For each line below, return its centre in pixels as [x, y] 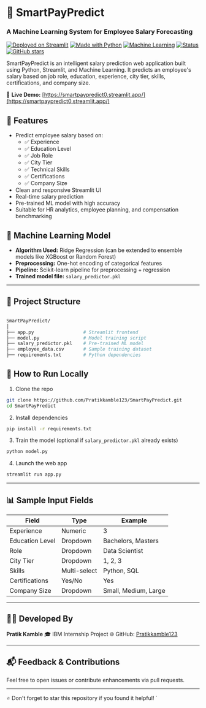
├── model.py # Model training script [77, 338]
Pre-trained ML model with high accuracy [68, 203]
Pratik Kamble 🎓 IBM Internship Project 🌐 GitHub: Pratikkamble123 [92, 634]
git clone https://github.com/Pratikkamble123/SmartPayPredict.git [94, 400]
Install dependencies [42, 417]
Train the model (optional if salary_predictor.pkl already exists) [97, 440]
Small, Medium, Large [134, 591]
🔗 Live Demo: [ [25, 95]
